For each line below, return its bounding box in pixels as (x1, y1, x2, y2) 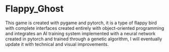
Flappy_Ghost (5, 3, 64, 15)
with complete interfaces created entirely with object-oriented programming (5, 25, 164, 31)
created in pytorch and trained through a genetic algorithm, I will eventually (5, 36, 162, 42)
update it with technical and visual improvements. (5, 41, 109, 47)
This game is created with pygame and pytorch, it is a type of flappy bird (5, 20, 157, 26)
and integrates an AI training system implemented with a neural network (5, 30, 156, 36)
